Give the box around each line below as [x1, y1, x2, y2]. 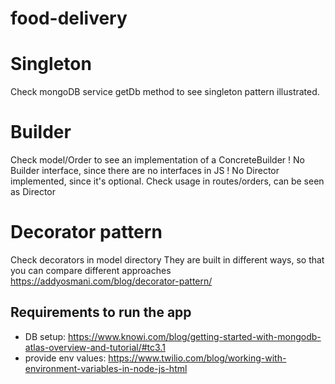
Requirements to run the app [10, 304, 192, 321]
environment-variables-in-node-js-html [24, 362, 188, 374]
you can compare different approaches [10, 265, 172, 276]
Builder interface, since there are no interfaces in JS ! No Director [10, 165, 280, 177]
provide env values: [24, 352, 107, 364]
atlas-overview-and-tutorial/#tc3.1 [24, 341, 166, 353]
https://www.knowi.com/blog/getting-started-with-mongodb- [67, 330, 322, 342]
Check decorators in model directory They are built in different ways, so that [10, 254, 325, 266]
